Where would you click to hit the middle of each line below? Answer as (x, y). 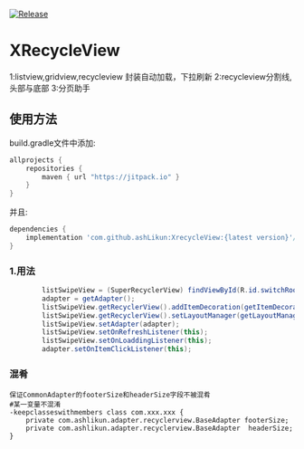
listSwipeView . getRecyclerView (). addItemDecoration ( (143, 307)
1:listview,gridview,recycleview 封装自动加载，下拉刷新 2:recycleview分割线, (151, 76)
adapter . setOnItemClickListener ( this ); (117, 349)
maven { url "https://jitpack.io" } (111, 177)
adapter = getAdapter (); (89, 299)
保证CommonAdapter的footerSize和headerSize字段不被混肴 (110, 395)
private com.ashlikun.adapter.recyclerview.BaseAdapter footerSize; (157, 421)
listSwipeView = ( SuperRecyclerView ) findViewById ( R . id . (151, 291)
